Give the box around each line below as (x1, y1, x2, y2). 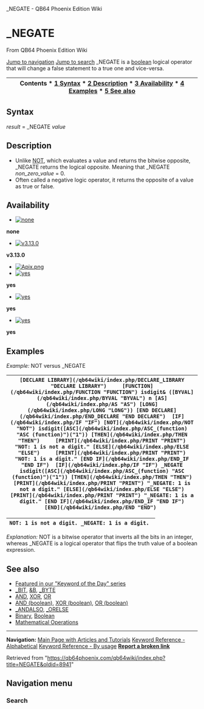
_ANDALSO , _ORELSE (15, 606, 69, 612)
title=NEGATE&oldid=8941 (6, 661, 72, 668)
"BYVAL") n (120, 395, 152, 402)
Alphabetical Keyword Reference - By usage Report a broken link (6, 643, 170, 650)
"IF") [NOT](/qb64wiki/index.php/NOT (84, 419, 194, 426)
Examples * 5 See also (69, 86, 135, 95)
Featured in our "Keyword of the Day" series (15, 580, 126, 587)
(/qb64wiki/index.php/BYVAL (36, 395, 118, 402)
